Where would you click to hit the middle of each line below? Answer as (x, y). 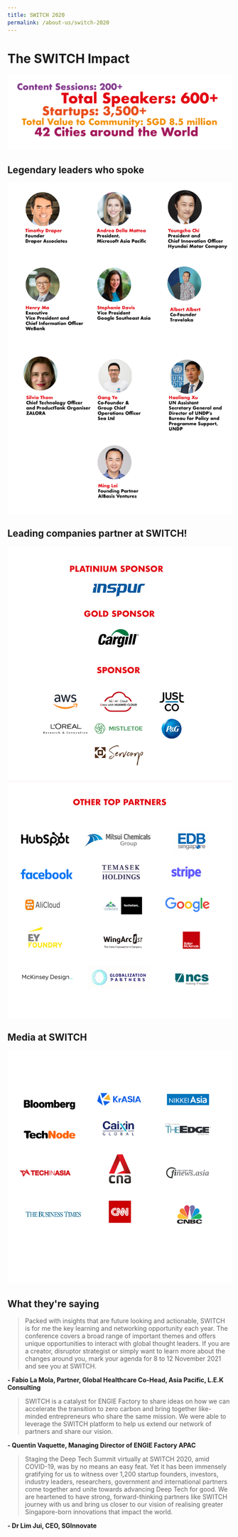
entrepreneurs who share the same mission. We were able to (137, 1416)
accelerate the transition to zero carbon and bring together (111, 1409)
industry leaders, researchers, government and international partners (126, 1482)
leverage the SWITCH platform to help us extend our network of (118, 1424)
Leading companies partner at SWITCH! (97, 534)
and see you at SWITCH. (61, 1366)
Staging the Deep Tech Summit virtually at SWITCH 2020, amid (117, 1459)
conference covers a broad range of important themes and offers (120, 1336)
